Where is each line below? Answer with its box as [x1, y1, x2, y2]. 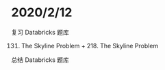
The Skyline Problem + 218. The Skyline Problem [21, 41, 159, 50]
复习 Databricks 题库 [11, 28, 69, 36]
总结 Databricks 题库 [11, 56, 69, 64]
